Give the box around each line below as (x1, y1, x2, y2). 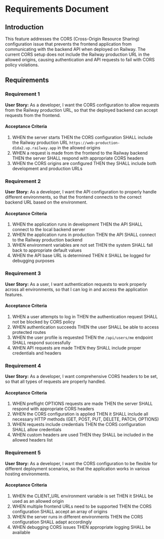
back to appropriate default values (12, 247, 82, 253)
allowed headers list (12, 437, 53, 443)
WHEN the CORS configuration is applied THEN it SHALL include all (12, 411, 148, 417)
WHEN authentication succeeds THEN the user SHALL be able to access (12, 324, 159, 330)
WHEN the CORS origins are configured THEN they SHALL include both (12, 160, 157, 166)
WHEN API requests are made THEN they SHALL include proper (12, 345, 141, 351)
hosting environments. (5, 471, 50, 477)
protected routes (12, 329, 47, 335)
